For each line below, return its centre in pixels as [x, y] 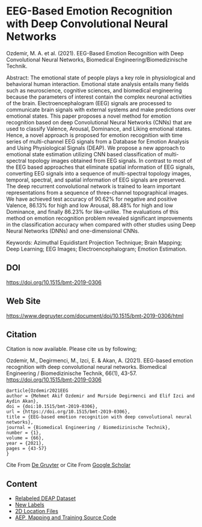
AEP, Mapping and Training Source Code [66, 517]
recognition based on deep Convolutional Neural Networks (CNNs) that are [99, 122]
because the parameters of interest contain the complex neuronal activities [99, 97]
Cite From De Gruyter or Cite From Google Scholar [69, 465]
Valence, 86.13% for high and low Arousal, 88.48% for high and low [90, 205]
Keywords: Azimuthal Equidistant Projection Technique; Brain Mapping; [94, 242]
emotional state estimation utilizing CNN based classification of [85, 154]
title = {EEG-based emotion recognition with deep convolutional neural [99, 417]
